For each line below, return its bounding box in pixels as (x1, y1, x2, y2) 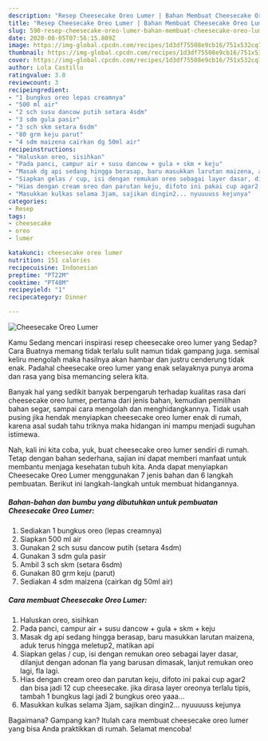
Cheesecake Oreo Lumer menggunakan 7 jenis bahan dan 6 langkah (8, 470, 234, 480)
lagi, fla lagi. (19, 666, 60, 676)
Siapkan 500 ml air (19, 534, 82, 544)
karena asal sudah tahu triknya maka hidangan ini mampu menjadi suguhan (8, 421, 255, 430)
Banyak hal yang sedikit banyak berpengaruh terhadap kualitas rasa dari (8, 387, 246, 396)
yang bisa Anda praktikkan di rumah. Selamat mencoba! (8, 723, 192, 733)
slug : (8, 26, 26, 34)
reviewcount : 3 (8, 78, 59, 86)
